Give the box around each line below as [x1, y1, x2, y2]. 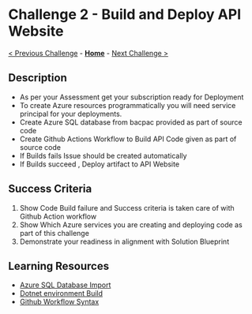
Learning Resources [8, 259, 109, 273]
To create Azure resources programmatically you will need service [19, 100, 236, 110]
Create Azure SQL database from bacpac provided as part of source [19, 117, 243, 127]
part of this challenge [19, 228, 89, 237]
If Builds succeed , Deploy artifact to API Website [19, 159, 180, 169]
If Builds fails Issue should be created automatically [19, 151, 187, 160]
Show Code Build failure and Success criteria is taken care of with [19, 203, 235, 212]
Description [8, 71, 67, 84]
